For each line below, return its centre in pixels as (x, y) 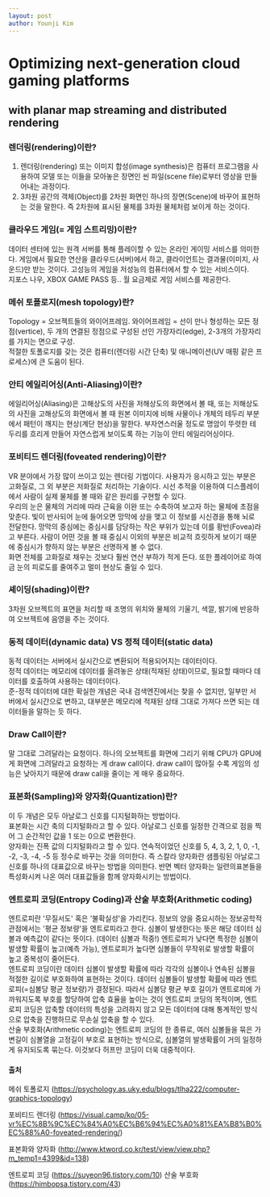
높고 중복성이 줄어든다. (44, 959)
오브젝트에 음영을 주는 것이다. (63, 619)
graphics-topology (39, 1098)
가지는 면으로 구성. (46, 341)
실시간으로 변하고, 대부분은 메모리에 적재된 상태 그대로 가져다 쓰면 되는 (140, 701)
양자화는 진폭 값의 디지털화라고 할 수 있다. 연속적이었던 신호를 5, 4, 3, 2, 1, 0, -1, (134, 846)
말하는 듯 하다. (59, 712)
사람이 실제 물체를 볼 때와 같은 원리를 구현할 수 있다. (105, 496)
